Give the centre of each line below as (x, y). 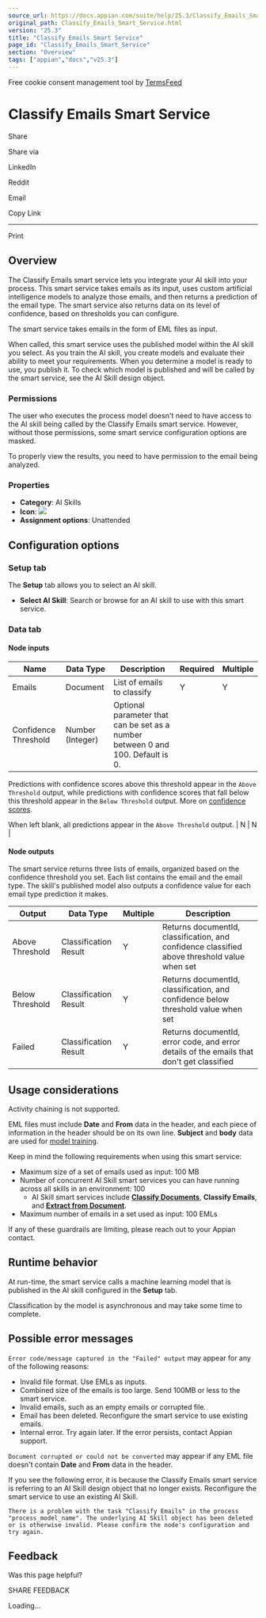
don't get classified (198, 1062)
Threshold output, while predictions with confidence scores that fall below (129, 792)
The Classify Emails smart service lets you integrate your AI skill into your (128, 280)
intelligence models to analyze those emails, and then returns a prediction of (133, 296)
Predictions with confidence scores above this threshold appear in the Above (132, 784)
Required (197, 669)
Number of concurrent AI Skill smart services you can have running (129, 1181)
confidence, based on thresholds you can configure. (94, 313)
